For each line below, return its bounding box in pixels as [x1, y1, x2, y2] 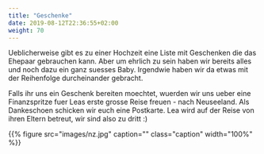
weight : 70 [8, 26, 44, 34]
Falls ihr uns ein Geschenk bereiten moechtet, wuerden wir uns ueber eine [8, 89, 251, 98]
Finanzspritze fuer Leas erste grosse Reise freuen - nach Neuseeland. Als [8, 97, 250, 107]
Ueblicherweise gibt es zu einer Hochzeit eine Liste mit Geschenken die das [8, 48, 257, 58]
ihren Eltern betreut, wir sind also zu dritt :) [8, 114, 148, 124]
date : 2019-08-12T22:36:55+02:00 [8, 19, 119, 27]
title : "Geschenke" [8, 11, 73, 20]
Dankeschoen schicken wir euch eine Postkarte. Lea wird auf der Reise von [8, 106, 255, 115]
